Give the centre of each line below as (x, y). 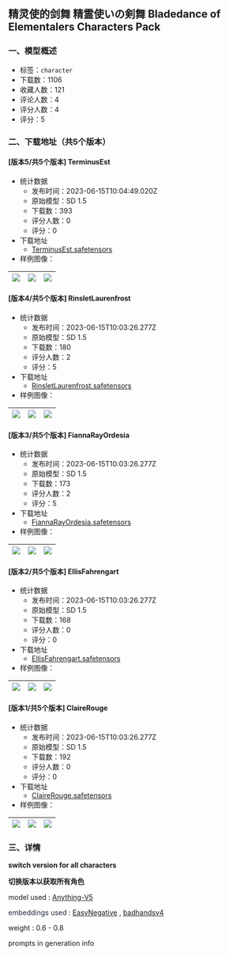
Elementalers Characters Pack (84, 27)
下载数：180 (51, 347)
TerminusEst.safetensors (72, 249)
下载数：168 (51, 620)
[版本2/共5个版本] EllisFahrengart (64, 571)
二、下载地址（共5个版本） (59, 142)
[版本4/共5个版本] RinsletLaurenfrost (69, 298)
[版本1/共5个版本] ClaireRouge (58, 708)
